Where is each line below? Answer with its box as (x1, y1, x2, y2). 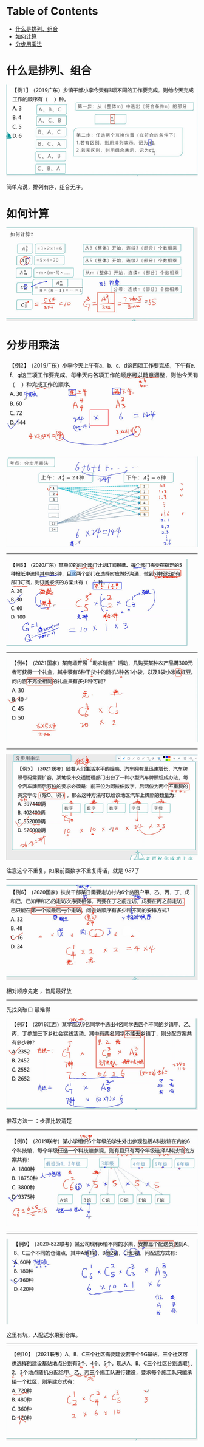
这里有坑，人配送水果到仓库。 (6, 1331, 81, 1338)
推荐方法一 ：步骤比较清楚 (6, 1117, 72, 1124)
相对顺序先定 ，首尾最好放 (6, 987, 72, 994)
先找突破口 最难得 (6, 1005, 50, 1013)
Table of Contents (6, 4, 98, 18)
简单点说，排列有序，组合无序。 (6, 183, 86, 191)
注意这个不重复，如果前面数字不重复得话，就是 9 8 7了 (6, 867, 140, 874)
